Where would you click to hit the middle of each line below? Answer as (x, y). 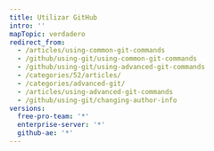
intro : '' (28, 26)
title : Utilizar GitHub (53, 17)
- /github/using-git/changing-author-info (97, 100)
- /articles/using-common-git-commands (91, 51)
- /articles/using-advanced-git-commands (95, 91)
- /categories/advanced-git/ (71, 83)
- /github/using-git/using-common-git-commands (107, 59)
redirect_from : (37, 42)
